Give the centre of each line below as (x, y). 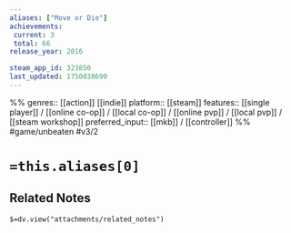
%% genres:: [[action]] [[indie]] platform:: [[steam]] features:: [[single (140, 102)
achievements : (36, 26)
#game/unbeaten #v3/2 (54, 131)
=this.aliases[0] (75, 167)
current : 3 (34, 35)
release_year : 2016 (46, 52)
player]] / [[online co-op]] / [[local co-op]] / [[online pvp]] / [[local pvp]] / (146, 112)
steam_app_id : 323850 (50, 68)
